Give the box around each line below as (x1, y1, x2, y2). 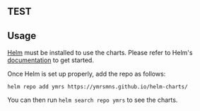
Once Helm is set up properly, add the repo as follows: (7, 70, 166, 78)
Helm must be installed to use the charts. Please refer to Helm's (7, 49, 193, 57)
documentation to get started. (7, 56, 94, 64)
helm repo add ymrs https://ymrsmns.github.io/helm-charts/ (7, 83, 189, 90)
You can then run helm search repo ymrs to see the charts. (7, 95, 178, 105)
